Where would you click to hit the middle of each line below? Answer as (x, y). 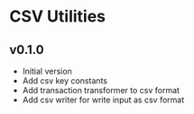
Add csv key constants (65, 81)
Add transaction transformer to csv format (101, 90)
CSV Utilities (58, 17)
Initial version (47, 71)
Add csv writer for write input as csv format (103, 100)
